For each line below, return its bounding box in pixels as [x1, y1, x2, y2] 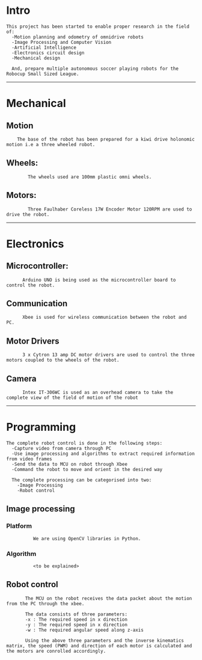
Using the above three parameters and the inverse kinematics [25, 637, 185, 644]
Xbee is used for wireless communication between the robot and [22, 314, 187, 321]
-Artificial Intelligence [11, 45, 77, 51]
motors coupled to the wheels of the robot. [6, 357, 120, 363]
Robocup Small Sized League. [6, 70, 79, 77]
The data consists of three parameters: [25, 611, 128, 617]
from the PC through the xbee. [6, 600, 85, 606]
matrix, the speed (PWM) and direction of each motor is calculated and [6, 643, 192, 649]
